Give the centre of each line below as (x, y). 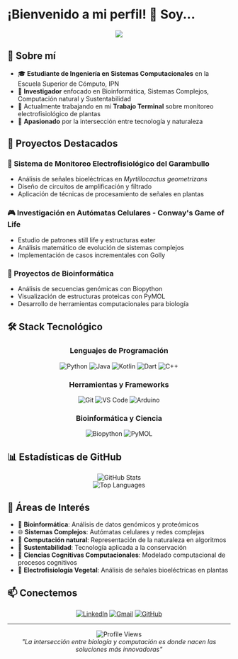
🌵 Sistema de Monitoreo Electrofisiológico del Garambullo (109, 164)
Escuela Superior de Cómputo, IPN (68, 84)
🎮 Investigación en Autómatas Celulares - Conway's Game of (116, 213)
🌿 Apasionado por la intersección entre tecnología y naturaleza (110, 121)
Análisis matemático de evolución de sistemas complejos (101, 247)
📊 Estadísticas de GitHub (65, 457)
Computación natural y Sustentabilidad (74, 98)
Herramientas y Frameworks (119, 384)
